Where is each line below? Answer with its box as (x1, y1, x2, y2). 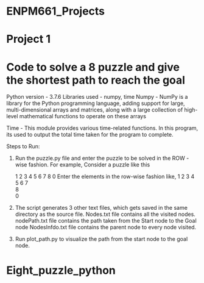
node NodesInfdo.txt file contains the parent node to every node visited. (15, 224, 197, 231)
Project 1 (6, 32, 51, 46)
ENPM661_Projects (6, 4, 105, 18)
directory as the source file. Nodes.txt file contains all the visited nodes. (15, 210, 196, 218)
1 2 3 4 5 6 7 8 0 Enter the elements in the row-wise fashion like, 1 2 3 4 (15, 173, 195, 181)
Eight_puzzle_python (6, 263, 116, 277)
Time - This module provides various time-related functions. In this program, (6, 124, 199, 132)
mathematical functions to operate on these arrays (19, 113, 146, 120)
